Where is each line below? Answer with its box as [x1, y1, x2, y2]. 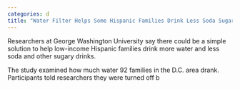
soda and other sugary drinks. [7, 51, 96, 61]
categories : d [7, 10, 50, 18]
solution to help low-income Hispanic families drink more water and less [7, 44, 220, 53]
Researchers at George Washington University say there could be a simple [7, 36, 226, 45]
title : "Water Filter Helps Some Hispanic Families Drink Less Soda [7, 17, 216, 24]
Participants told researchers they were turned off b [7, 73, 160, 82]
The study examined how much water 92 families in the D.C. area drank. [7, 66, 220, 74]
